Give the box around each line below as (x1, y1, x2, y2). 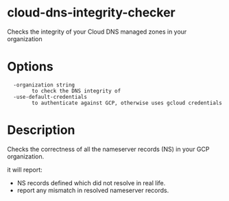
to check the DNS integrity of (32, 87, 121, 94)
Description (7, 122, 75, 138)
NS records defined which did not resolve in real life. (16, 178, 166, 187)
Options (7, 59, 53, 75)
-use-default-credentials (13, 93, 88, 100)
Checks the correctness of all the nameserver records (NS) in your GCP (7, 145, 210, 153)
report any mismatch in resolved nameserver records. (16, 186, 169, 194)
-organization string (13, 81, 75, 88)
